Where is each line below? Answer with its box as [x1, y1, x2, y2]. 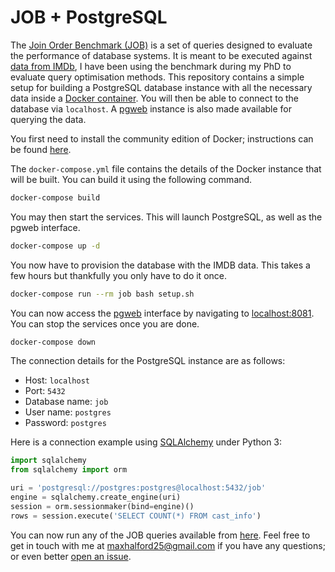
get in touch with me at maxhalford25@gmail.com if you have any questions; [10, 539, 326, 551]
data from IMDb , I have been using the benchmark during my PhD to [10, 60, 292, 72]
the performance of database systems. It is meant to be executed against [10, 49, 313, 61]
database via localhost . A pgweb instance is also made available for [10, 102, 293, 115]
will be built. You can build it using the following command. [10, 173, 253, 185]
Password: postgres [24, 417, 107, 429]
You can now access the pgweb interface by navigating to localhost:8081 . [10, 307, 315, 319]
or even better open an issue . [10, 550, 132, 562]
